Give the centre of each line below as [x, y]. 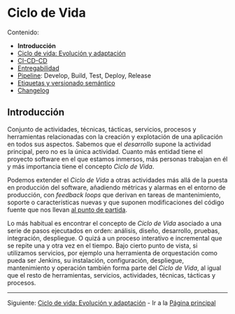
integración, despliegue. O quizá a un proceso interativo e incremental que [115, 238]
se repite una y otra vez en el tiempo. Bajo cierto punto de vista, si [102, 245]
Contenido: [23, 32]
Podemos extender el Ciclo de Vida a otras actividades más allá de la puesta [117, 180]
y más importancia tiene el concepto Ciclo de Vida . [81, 166]
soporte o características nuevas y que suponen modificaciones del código [116, 202]
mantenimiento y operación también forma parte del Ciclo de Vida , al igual [114, 268]
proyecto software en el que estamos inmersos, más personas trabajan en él [117, 159]
